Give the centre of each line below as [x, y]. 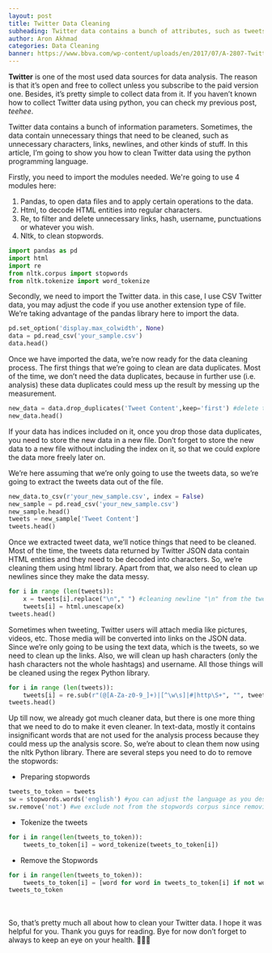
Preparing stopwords [55, 777]
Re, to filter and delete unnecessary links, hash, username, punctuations [140, 219]
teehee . [21, 111]
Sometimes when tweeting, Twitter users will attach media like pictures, [128, 629]
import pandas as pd [43, 251]
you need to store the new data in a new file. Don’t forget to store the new [132, 440]
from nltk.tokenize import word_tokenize [79, 281]
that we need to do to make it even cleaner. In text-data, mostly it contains [132, 727]
